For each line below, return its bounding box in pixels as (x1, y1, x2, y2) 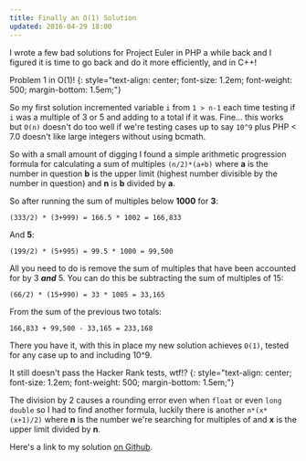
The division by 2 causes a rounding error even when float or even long (9, 394, 282, 405)
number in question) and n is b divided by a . (9, 177, 175, 188)
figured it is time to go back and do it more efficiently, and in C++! (9, 57, 258, 68)
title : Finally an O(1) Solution (9, 13, 137, 23)
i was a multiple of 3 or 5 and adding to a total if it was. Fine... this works (9, 111, 284, 122)
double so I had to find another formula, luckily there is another (9, 403, 245, 415)
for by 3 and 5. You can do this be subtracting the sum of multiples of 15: (9, 272, 284, 283)
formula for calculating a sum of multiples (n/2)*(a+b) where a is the (9, 158, 269, 169)
